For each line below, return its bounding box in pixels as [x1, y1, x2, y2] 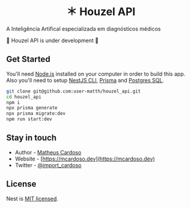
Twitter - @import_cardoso [14, 161, 82, 168]
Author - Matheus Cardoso [14, 148, 82, 156]
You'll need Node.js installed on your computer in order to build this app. [6, 70, 186, 78]
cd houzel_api [6, 94, 42, 100]
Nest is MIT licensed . [6, 195, 59, 202]
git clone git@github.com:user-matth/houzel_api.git [6, 88, 141, 94]
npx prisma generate [6, 105, 58, 111]
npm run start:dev [6, 116, 52, 123]
